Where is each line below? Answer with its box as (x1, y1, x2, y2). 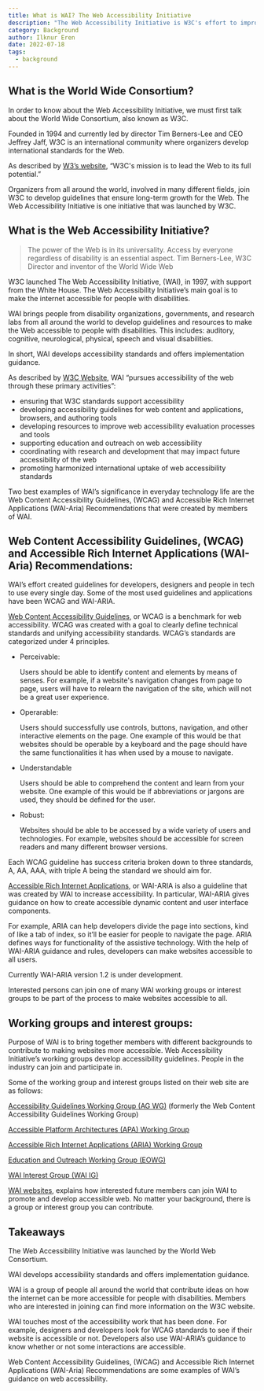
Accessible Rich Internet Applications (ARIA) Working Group (8, 1140, 203, 1150)
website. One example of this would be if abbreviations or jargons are (19, 787, 245, 797)
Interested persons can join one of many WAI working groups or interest (8, 985, 242, 995)
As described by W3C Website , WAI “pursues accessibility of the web (8, 373, 234, 382)
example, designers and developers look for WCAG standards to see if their (8, 1325, 253, 1334)
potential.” (8, 169, 42, 178)
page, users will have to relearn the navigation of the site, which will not (19, 684, 252, 694)
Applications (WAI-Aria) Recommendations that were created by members (8, 503, 248, 513)
